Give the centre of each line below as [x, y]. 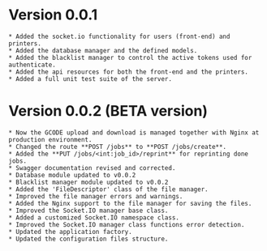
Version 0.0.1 [53, 15]
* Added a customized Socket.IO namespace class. [94, 217]
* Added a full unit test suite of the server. [90, 79]
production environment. [50, 139]
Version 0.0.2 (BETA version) [108, 111]
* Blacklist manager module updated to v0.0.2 [88, 182]
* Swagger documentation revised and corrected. [92, 168]
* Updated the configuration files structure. [88, 239]
